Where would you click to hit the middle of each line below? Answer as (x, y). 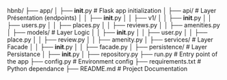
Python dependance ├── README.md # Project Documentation (97, 69)
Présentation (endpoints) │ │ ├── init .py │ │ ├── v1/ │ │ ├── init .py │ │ (109, 18)
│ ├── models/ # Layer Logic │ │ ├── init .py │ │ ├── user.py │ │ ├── (107, 32)
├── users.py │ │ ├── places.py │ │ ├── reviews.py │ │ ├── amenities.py (113, 25)
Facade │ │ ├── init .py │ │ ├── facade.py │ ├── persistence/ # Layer (107, 47)
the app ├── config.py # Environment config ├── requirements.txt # (104, 61)
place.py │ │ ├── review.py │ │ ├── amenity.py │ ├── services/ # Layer (110, 40)
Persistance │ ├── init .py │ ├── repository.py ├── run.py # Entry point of (112, 54)
